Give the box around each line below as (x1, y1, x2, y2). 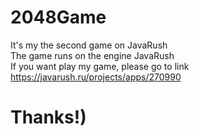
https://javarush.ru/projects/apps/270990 (10, 71, 182, 83)
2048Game (10, 6, 107, 29)
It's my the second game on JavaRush (10, 39, 168, 51)
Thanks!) (10, 106, 87, 129)
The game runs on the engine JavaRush (10, 49, 175, 61)
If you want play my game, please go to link (10, 60, 190, 72)
